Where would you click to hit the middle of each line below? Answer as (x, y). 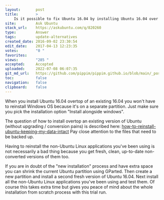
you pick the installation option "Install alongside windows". (65, 111)
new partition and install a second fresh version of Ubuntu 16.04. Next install (82, 176)
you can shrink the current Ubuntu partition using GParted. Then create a (79, 171)
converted (15, 156)
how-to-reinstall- (139, 126)
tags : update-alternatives (41, 37)
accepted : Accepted (29, 64)
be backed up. (20, 137)
